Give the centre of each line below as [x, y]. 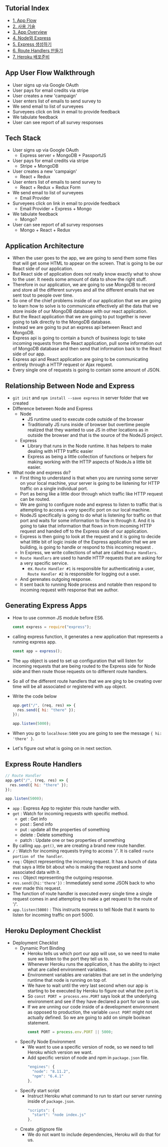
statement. [39, 1023]
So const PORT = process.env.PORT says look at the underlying [92, 996]
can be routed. [35, 499]
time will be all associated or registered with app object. [69, 686]
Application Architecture [45, 246]
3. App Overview [30, 32]
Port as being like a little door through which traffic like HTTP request [91, 494]
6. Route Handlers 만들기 [38, 50]
